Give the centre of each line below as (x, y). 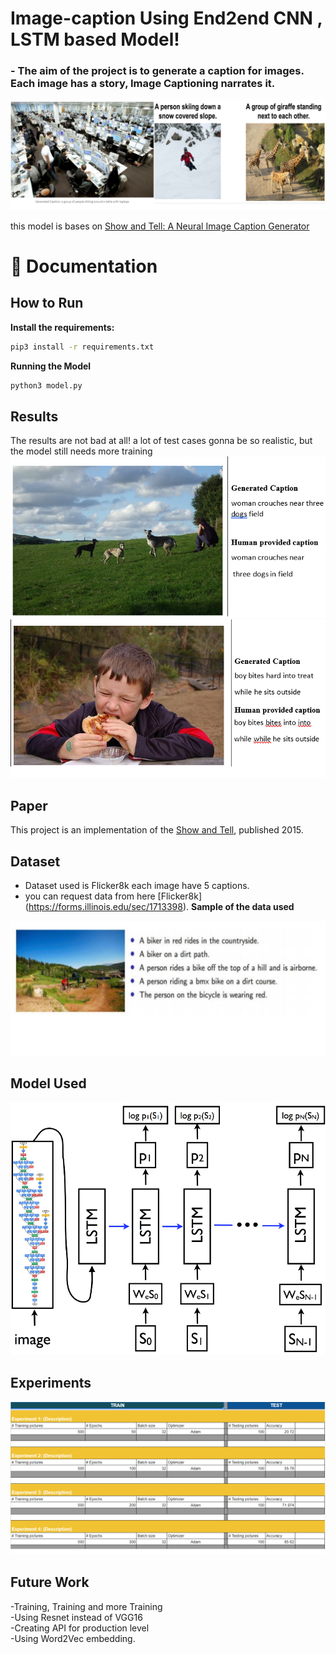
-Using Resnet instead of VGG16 (76, 1617)
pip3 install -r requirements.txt (82, 347)
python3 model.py (46, 385)
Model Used (48, 1083)
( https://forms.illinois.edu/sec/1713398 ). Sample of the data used (159, 907)
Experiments (51, 1383)
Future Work (50, 1582)
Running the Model (51, 366)
